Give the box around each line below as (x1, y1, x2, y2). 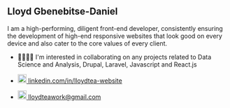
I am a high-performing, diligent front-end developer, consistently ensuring (7, 24, 224, 32)
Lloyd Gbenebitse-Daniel (7, 6, 118, 18)
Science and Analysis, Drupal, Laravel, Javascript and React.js (17, 60, 197, 69)
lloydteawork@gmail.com (27, 93, 101, 101)
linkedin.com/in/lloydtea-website (27, 76, 122, 85)
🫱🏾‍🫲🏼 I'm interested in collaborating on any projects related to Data (17, 53, 212, 61)
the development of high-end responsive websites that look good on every (7, 32, 222, 40)
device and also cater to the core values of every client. (7, 39, 168, 48)
